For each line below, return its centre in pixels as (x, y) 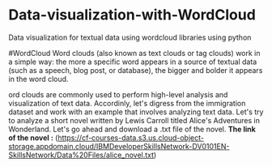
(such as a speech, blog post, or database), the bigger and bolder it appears (136, 70)
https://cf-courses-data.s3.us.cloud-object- (131, 137)
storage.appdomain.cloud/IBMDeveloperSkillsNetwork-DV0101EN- (119, 146)
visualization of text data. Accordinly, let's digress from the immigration (127, 103)
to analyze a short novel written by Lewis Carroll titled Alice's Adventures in (134, 120)
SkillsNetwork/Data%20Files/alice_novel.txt (81, 155)
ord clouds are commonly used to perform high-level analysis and (118, 94)
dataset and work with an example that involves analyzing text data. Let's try (136, 112)
